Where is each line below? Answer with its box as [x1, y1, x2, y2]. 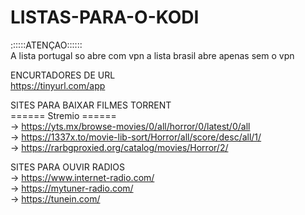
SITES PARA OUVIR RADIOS [10, 161, 125, 173]
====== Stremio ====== [10, 109, 117, 121]
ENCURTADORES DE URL [10, 69, 116, 81]
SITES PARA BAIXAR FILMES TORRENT [10, 99, 172, 111]
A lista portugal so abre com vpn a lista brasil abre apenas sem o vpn [10, 49, 295, 61]
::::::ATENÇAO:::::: [10, 39, 83, 51]
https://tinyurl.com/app [10, 79, 106, 91]
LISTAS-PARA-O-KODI [10, 6, 200, 29]
